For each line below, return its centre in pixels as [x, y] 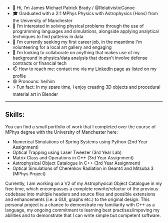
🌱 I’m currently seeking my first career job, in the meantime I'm [77, 42]
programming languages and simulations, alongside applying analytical [85, 31]
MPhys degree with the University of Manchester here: [62, 132]
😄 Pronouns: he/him [33, 81]
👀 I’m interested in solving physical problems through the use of [78, 26]
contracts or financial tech [39, 63]
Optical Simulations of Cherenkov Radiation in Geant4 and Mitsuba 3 [83, 168]
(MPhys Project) [29, 173]
